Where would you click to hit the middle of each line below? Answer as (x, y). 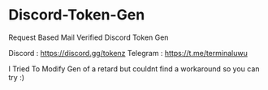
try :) (17, 77)
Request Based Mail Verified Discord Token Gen (89, 37)
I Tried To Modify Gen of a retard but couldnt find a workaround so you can (134, 69)
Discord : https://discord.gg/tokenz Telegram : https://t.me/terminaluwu (128, 53)
